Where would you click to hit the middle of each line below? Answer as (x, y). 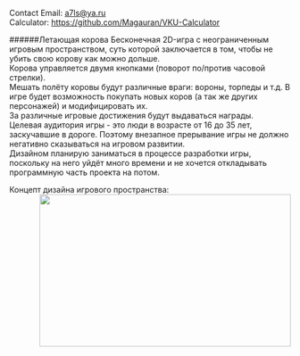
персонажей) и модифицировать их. (79, 106)
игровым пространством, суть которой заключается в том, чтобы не (142, 49)
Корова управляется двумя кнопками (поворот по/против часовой (137, 68)
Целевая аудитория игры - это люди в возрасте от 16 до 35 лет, (131, 125)
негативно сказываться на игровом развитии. (97, 144)
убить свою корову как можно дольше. (85, 58)
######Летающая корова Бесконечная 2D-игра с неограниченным (139, 40)
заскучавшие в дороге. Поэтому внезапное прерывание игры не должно (149, 134)
